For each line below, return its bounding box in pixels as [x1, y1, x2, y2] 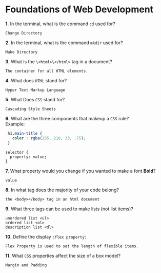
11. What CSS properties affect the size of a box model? [5, 252, 121, 259]
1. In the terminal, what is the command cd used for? [5, 21, 115, 27]
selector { [5, 150, 29, 155]
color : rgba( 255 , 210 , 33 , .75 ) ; [12, 135, 86, 141]
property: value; [10, 154, 47, 159]
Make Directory [5, 49, 38, 54]
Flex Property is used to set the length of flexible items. [5, 243, 139, 249]
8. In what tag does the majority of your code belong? [5, 187, 119, 193]
